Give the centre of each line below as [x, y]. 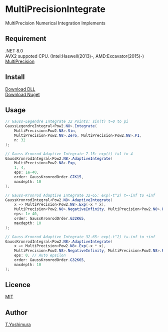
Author [16, 312]
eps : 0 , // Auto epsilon [40, 256]
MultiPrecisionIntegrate [55, 9]
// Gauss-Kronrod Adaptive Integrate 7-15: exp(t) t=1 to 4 [69, 154]
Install [15, 77]
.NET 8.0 [14, 50]
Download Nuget [22, 94]
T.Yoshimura [18, 325]
